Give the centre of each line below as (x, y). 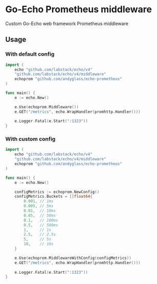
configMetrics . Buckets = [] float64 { (54, 197)
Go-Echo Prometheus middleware (79, 9)
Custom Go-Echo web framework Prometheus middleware (67, 23)
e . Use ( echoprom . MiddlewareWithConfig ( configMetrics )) (73, 258)
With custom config (30, 139)
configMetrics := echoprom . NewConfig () (57, 192)
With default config (30, 54)
